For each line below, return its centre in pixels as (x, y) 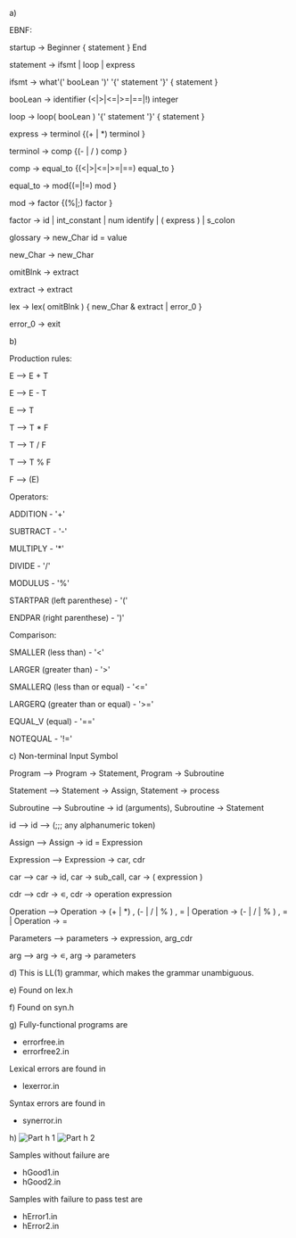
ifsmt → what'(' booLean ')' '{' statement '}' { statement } (114, 82)
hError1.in (40, 1216)
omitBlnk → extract (44, 272)
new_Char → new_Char (52, 255)
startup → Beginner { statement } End (78, 47)
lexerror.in (41, 1086)
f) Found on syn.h (41, 1007)
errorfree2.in (45, 1051)
